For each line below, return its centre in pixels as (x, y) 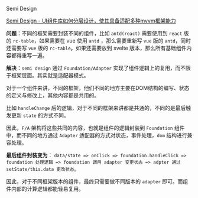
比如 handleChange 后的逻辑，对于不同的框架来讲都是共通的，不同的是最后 (96, 108)
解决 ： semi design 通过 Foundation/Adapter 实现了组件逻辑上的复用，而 (93, 68)
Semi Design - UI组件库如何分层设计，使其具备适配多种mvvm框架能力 (91, 21)
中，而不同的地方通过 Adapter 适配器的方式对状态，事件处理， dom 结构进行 (97, 135)
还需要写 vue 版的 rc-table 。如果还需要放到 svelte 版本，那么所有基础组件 (96, 48)
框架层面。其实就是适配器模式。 (50, 75)
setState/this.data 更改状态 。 (43, 169)
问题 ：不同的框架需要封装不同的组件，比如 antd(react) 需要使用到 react (94, 33)
